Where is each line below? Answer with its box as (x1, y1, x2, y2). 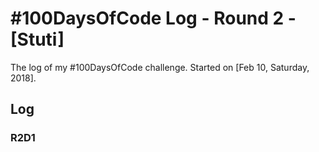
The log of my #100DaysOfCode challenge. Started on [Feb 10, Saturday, (10, 61, 310, 73)
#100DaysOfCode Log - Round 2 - (10, 7, 297, 30)
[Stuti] (10, 28, 65, 51)
